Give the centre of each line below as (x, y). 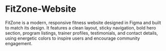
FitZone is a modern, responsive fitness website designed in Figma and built (83, 23)
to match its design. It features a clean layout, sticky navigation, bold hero (81, 27)
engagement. (19, 43)
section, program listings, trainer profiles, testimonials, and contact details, (82, 33)
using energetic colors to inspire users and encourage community (73, 38)
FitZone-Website (41, 9)
